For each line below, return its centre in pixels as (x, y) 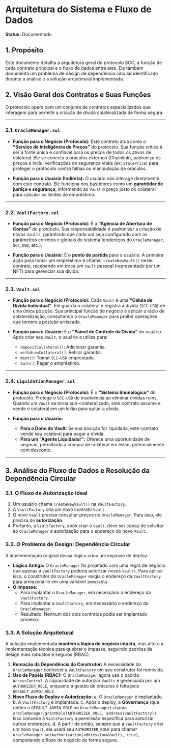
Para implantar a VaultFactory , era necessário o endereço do (84, 603)
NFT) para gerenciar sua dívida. (46, 271)
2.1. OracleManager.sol (33, 130)
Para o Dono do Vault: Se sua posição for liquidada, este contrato (89, 428)
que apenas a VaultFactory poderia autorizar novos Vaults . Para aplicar (88, 570)
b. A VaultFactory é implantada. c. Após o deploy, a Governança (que (86, 702)
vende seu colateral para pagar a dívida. (63, 434)
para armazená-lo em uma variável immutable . (61, 582)
